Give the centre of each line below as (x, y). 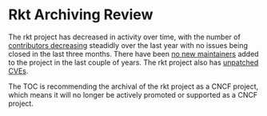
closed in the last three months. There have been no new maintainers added (133, 54)
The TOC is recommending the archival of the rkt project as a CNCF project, (133, 86)
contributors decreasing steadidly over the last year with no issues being (128, 45)
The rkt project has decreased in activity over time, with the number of (125, 37)
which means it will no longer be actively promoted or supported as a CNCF (133, 94)
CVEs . (18, 70)
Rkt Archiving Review (81, 15)
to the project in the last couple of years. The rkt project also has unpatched (133, 62)
